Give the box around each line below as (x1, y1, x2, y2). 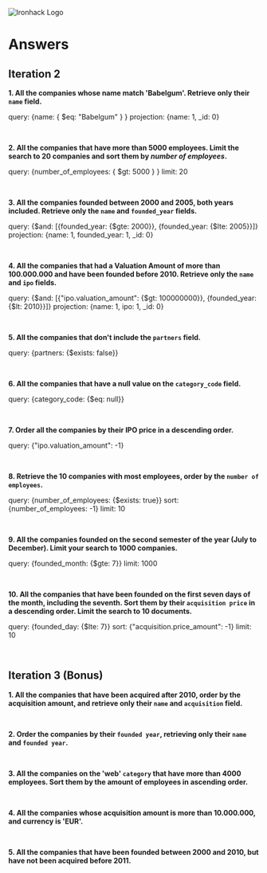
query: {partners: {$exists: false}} (8, 348, 119, 358)
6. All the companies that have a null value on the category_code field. (8, 379, 241, 388)
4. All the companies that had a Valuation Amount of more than (8, 261, 221, 270)
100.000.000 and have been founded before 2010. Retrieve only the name (8, 269, 254, 279)
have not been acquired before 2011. (8, 855, 132, 865)
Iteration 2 (8, 67, 61, 80)
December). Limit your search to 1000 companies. (8, 543, 178, 553)
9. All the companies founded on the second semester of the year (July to (8, 534, 257, 544)
